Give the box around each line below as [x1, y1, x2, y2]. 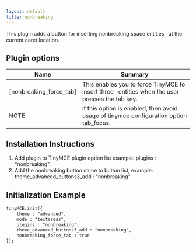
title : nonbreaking [6, 14, 54, 20]
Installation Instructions [6, 139, 95, 149]
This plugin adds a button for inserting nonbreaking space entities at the [6, 30, 183, 37]
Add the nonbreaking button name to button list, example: [14, 167, 153, 174]
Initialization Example [6, 190, 86, 200]
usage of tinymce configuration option [82, 112, 187, 120]
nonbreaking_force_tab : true [16, 233, 90, 238]
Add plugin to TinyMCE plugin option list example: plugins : [14, 154, 156, 161]
